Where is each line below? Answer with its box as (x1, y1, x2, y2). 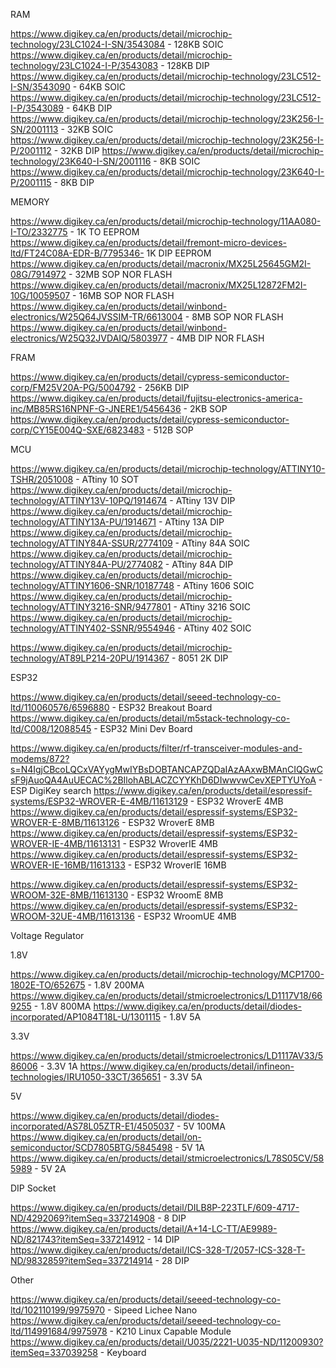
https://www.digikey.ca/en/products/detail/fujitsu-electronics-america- (10, 392, 303, 404)
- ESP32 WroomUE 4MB (136, 910, 237, 922)
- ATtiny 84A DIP (164, 559, 234, 570)
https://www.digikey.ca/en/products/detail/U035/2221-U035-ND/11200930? (10, 1336, 324, 1348)
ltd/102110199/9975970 (10, 1304, 106, 1316)
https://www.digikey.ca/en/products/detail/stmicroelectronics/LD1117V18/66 (10, 990, 323, 1001)
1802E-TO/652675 (10, 979, 86, 991)
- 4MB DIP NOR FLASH (169, 332, 265, 344)
